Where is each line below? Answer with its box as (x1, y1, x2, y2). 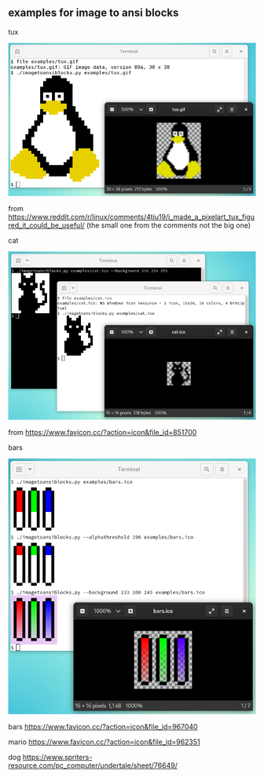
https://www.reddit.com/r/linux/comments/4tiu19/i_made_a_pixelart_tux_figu (8, 212, 255, 221)
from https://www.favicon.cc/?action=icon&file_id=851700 (8, 428, 197, 437)
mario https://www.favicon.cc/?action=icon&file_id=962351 (8, 737, 200, 747)
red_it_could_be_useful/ (8, 220, 85, 230)
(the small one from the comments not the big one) (86, 220, 251, 230)
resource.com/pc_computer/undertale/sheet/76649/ (8, 761, 178, 770)
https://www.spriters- (22, 752, 93, 762)
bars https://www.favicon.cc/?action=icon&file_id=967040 (8, 721, 198, 731)
